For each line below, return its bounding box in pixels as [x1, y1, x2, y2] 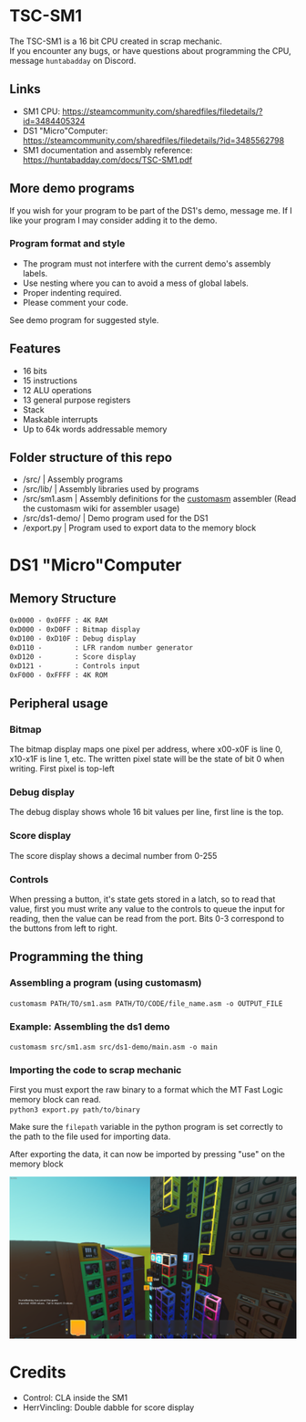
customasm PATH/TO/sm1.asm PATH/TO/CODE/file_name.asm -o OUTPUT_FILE [9, 999, 283, 1009]
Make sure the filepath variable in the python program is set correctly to [9, 1122, 284, 1133]
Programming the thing [9, 949, 144, 965]
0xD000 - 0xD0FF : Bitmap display [9, 625, 141, 634]
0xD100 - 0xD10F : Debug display [9, 634, 137, 643]
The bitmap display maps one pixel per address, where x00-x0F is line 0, [9, 744, 283, 755]
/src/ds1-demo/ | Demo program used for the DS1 [22, 513, 209, 524]
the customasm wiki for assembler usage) [22, 503, 180, 514]
